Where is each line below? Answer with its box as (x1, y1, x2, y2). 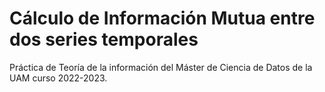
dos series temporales (9, 28, 199, 51)
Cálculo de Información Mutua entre (9, 7, 316, 30)
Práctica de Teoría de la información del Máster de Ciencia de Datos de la (9, 61, 313, 73)
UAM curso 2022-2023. (9, 72, 108, 84)
